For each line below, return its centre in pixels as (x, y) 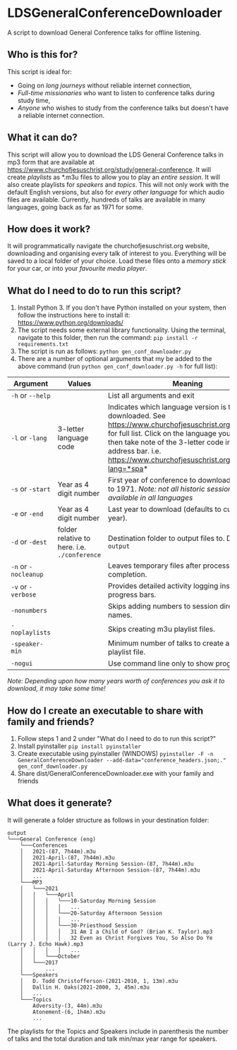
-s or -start (31, 489)
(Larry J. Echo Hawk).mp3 (45, 944)
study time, (34, 100)
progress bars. (132, 595)
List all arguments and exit (152, 396)
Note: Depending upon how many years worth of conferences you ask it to (116, 681)
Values (79, 384)
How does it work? (49, 229)
